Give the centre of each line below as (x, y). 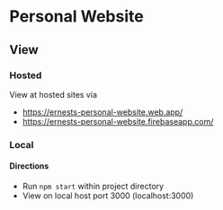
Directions (29, 166)
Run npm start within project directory (93, 186)
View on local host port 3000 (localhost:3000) (108, 196)
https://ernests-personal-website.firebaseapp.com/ (118, 121)
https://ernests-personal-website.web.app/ (103, 112)
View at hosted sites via (53, 94)
